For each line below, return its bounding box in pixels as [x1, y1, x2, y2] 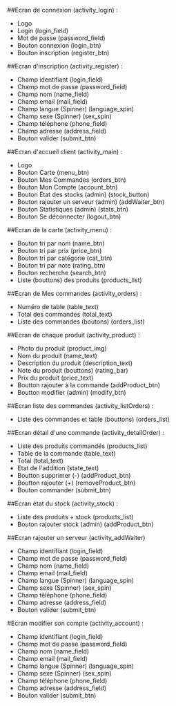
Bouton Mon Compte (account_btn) [17, 183, 118, 191]
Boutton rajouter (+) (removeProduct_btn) [17, 479, 136, 487]
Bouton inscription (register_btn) [17, 48, 110, 57]
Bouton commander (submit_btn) [17, 486, 112, 494]
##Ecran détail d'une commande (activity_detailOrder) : [7, 429, 164, 436]
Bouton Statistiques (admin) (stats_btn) [17, 205, 129, 213]
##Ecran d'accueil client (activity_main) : [7, 148, 123, 156]
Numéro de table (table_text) [17, 303, 99, 310]
